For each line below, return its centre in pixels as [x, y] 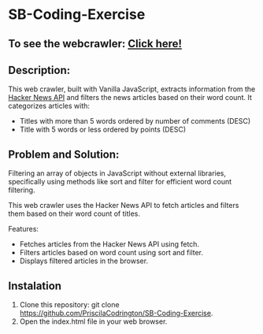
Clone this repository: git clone [69, 305]
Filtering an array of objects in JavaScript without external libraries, [117, 173]
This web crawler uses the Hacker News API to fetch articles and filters [124, 206]
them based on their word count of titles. [74, 213]
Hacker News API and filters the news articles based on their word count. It [130, 98]
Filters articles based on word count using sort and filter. [111, 253]
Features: [24, 229]
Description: [39, 70]
